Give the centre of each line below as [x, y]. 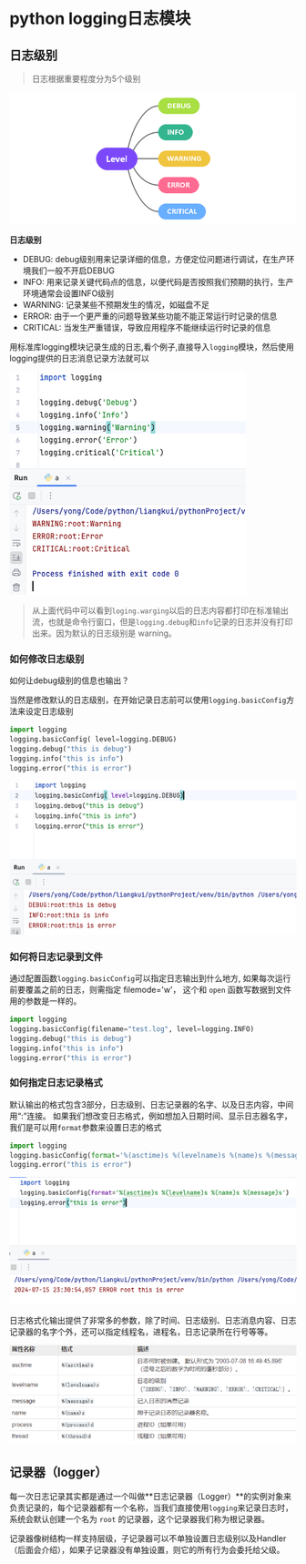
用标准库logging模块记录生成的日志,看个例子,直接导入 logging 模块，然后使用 [152, 347]
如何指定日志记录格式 [56, 1083]
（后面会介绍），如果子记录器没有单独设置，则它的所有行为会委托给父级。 [147, 1549]
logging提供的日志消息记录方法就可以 [80, 358]
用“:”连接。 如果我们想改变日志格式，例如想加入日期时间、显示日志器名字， [151, 1116]
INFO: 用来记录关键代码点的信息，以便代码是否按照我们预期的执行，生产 [158, 282]
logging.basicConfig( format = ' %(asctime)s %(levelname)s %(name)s [136, 1155]
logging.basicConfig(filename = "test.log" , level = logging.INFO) [132, 1029]
